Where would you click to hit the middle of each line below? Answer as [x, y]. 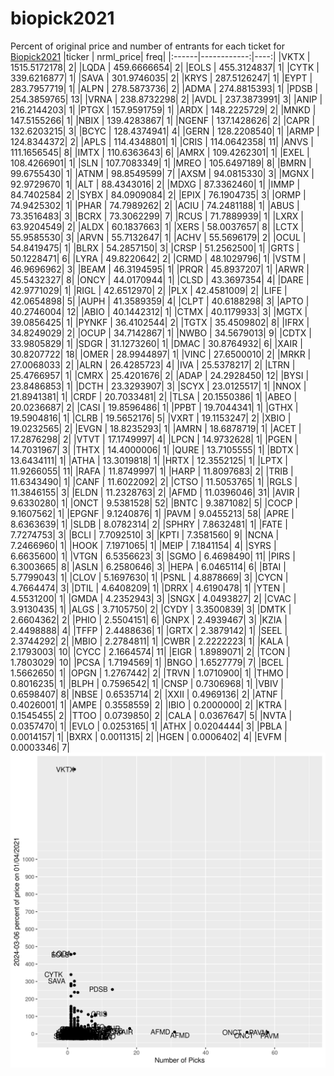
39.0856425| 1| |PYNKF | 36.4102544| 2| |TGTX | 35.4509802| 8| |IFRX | [160, 322]
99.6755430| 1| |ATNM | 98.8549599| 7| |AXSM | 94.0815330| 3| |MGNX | [162, 173]
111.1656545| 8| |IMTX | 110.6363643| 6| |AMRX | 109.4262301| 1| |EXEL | [160, 152]
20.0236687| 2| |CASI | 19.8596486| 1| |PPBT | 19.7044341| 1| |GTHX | [154, 407]
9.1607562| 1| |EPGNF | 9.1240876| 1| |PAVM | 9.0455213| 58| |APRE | [152, 513]
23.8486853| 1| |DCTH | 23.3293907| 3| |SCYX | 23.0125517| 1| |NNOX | [158, 386]
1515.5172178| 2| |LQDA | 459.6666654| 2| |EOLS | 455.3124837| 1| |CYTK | [165, 67]
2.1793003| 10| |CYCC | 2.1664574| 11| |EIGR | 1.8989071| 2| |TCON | [150, 651]
